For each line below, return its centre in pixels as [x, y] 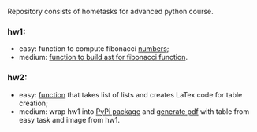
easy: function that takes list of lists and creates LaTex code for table [130, 94]
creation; [33, 103]
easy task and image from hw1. [69, 119]
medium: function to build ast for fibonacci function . [103, 57]
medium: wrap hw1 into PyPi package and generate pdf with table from [134, 111]
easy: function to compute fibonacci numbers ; [94, 49]
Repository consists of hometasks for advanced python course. [110, 11]
